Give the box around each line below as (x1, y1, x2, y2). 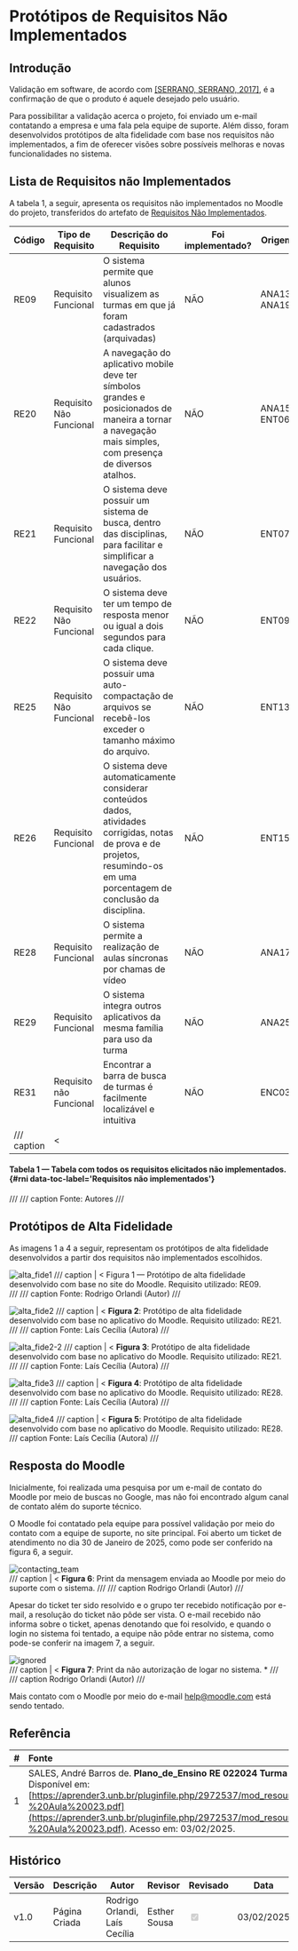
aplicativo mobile (103, 357, 175, 370)
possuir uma (103, 667, 155, 680)
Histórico (9, 1852, 62, 1867)
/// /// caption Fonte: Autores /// (9, 1193, 124, 1205)
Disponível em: (27, 1779, 90, 1791)
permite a (103, 929, 144, 942)
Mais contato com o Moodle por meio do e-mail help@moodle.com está (9, 1691, 272, 1701)
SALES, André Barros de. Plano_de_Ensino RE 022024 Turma (27, 1767, 288, 1780)
